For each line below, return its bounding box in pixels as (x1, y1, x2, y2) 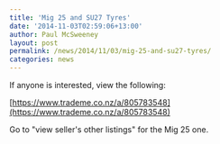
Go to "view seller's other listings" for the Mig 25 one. (9, 124, 209, 135)
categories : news (9, 55, 75, 64)
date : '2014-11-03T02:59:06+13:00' (9, 22, 143, 31)
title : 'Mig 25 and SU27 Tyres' (9, 13, 131, 22)
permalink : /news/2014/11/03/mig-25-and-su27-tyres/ (9, 47, 212, 56)
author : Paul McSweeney (9, 30, 99, 39)
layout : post (9, 38, 59, 48)
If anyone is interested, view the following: (9, 80, 167, 90)
